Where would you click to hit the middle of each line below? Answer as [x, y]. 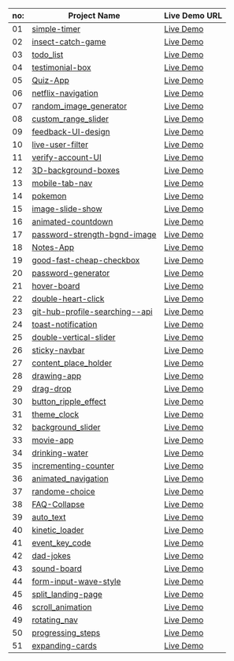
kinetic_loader [58, 530]
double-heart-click [68, 298]
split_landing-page [67, 594]
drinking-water [60, 453]
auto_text [49, 517]
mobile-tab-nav [62, 183]
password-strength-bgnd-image [94, 234]
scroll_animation [62, 607]
